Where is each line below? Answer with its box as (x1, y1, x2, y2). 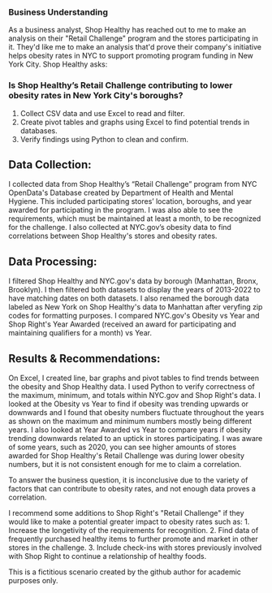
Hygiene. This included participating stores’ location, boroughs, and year (8, 197, 253, 206)
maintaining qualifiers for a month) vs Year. (8, 328, 153, 338)
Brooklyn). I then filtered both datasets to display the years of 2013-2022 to (8, 285, 261, 295)
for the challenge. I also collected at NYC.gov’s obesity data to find (8, 223, 231, 232)
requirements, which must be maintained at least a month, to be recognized (8, 214, 261, 223)
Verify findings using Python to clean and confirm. (19, 134, 189, 144)
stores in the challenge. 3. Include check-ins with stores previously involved (8, 543, 262, 552)
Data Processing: (8, 254, 97, 268)
